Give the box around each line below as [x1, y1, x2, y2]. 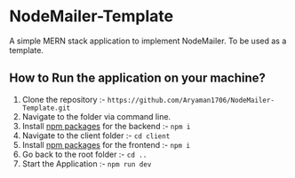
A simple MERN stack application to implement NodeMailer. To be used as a [9, 35, 287, 46]
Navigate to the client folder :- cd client [21, 130, 171, 141]
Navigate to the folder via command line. [21, 111, 171, 121]
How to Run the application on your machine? [9, 71, 267, 86]
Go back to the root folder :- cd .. [21, 149, 147, 159]
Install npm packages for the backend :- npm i [21, 120, 191, 131]
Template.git [21, 104, 71, 112]
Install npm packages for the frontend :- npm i [21, 139, 191, 150]
